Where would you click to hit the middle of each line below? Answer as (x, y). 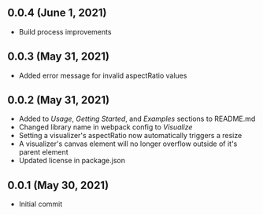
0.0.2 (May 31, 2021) (59, 100)
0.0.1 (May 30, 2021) (58, 185)
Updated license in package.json (72, 161)
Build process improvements (65, 31)
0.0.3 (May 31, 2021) (59, 57)
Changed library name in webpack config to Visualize (106, 127)
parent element (43, 152)
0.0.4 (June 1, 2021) (57, 13)
